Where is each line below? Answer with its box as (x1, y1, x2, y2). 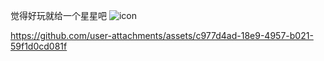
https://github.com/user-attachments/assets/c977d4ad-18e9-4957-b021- (10, 30, 314, 41)
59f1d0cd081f (10, 40, 68, 52)
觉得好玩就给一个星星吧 (10, 10, 107, 21)
